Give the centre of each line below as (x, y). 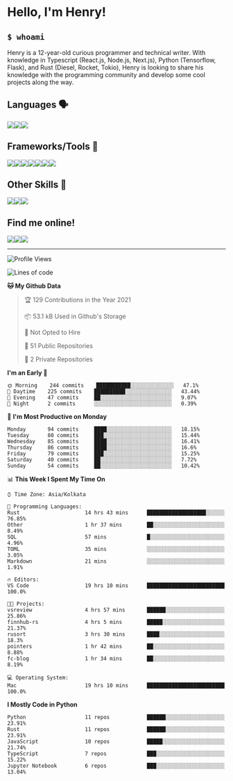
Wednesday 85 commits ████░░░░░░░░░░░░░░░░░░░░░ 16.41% (103, 442)
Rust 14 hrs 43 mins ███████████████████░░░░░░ (116, 513)
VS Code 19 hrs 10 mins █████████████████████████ (116, 586)
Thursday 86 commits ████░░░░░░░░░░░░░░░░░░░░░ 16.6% (102, 448)
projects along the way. (41, 82)
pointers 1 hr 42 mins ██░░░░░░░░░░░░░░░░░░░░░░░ (116, 647)
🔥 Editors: (23, 580)
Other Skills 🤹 (37, 185)
